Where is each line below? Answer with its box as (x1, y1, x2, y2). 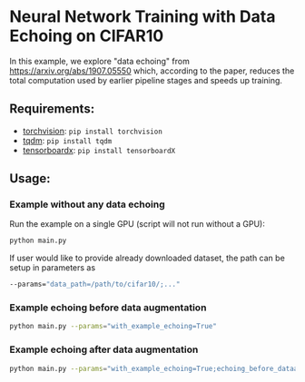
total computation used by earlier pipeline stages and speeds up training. (9, 74, 283, 85)
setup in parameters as (9, 262, 96, 273)
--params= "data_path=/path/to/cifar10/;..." (9, 279, 181, 289)
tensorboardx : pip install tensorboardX (22, 144, 175, 155)
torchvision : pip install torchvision (22, 125, 163, 136)
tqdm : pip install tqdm (22, 134, 113, 146)
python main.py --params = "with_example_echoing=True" (9, 322, 218, 331)
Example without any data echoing (9, 198, 165, 211)
